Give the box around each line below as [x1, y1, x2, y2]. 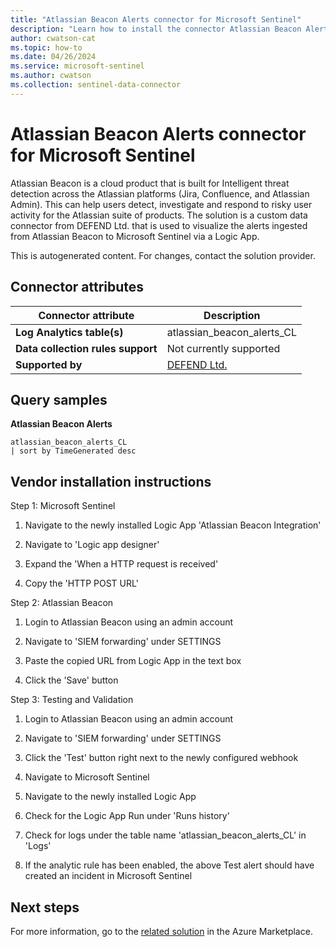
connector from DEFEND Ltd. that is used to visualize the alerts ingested [10, 219, 308, 231]
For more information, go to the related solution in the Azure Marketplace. [10, 925, 313, 937]
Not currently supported [166, 341, 281, 355]
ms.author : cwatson [10, 71, 92, 81]
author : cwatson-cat [10, 33, 97, 43]
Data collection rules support [15, 341, 158, 355]
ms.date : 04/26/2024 [10, 52, 97, 62]
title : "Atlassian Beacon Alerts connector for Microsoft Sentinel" [10, 14, 302, 25]
